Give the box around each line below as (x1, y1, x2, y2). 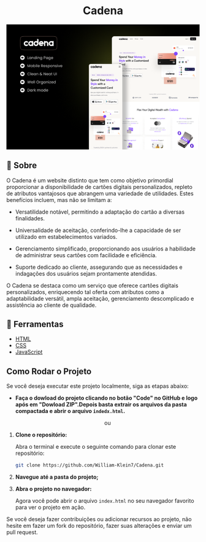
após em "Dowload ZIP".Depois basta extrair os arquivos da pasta (15, 401, 187, 408)
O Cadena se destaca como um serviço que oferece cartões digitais (6, 282, 179, 289)
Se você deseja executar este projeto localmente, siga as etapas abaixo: (6, 382, 189, 390)
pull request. (6, 528, 38, 536)
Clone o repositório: (15, 431, 67, 439)
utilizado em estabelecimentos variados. (15, 233, 118, 240)
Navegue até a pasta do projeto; (15, 473, 99, 481)
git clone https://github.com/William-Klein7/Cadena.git (15, 462, 164, 468)
